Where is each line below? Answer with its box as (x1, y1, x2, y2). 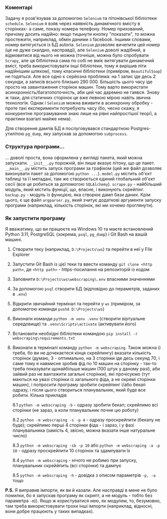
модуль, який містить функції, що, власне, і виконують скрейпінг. (5, 186, 145, 192)
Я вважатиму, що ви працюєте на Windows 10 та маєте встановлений (5, 226, 154, 232)
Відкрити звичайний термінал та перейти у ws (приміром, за (12, 300, 141, 306)
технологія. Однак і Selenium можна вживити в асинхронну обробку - (5, 100, 153, 106)
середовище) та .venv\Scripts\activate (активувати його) (12, 321, 137, 327)
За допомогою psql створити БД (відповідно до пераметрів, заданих (12, 285, 160, 291)
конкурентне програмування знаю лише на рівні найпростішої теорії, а (5, 111, 157, 117)
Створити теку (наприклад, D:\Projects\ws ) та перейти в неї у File (12, 246, 153, 252)
